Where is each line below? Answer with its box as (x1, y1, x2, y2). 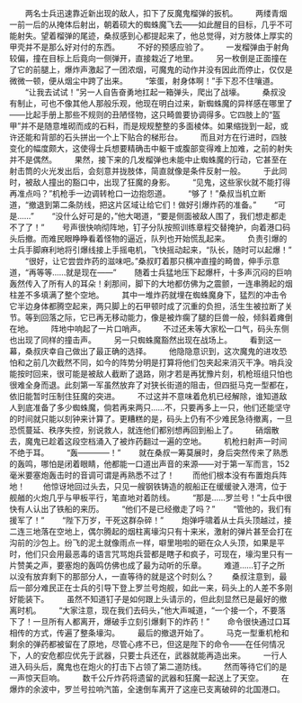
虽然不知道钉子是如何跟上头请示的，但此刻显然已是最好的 (66, 594, 280, 604)
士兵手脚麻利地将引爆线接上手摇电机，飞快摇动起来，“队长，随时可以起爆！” (9, 244, 292, 255)
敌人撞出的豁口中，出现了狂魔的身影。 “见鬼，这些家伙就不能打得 (32, 177, 291, 187)
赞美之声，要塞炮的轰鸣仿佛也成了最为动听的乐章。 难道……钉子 (16, 560, 270, 571)
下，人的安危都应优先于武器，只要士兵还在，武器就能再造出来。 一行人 (9, 650, 288, 661)
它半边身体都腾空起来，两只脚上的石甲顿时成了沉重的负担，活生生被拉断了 (9, 301, 285, 311)
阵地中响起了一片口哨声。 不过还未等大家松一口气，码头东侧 (50, 324, 289, 333)
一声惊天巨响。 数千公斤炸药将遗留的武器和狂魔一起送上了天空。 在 (9, 672, 289, 683)
